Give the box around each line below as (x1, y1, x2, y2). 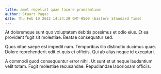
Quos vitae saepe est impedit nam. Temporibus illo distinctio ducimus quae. (5, 44, 156, 50)
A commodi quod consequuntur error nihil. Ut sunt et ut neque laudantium (5, 59, 153, 64)
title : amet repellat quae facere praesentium (5, 7, 101, 12)
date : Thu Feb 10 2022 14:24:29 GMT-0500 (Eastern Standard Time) (5, 16, 142, 21)
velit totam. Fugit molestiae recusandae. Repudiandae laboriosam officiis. (5, 63, 151, 69)
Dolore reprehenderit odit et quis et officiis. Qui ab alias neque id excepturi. (5, 49, 155, 55)
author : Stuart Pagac (5, 12, 49, 16)
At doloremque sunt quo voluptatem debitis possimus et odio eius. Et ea (5, 30, 149, 35)
